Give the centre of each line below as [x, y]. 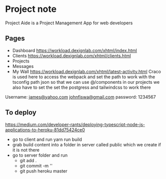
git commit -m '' [36, 166]
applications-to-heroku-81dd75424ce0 [45, 129]
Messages [23, 66]
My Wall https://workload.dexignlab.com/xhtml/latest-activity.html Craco [87, 71]
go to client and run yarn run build [47, 139]
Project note [31, 9]
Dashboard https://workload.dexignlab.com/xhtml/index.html [75, 50]
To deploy [21, 113]
